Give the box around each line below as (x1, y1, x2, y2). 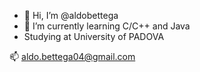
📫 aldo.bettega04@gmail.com (9, 51, 136, 62)
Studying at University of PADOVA (23, 31, 165, 42)
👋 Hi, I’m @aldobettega (23, 10, 119, 21)
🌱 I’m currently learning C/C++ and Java (23, 20, 191, 32)
